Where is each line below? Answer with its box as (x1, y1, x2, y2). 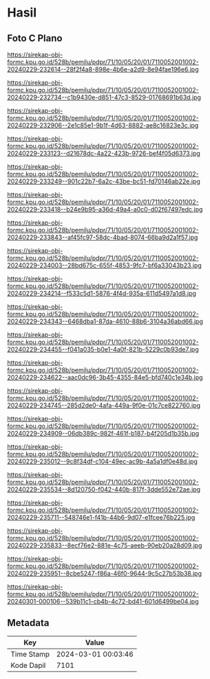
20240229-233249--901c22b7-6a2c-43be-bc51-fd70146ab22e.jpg (7, 177, 201, 185)
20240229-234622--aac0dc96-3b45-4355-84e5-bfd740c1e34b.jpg (7, 374, 203, 381)
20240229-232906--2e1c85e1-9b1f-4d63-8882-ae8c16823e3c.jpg (7, 121, 199, 129)
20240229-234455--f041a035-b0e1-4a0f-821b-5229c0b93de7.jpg (7, 345, 199, 353)
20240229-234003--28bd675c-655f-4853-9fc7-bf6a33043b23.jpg (7, 261, 202, 270)
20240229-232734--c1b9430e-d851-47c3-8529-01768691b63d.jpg (7, 93, 202, 101)
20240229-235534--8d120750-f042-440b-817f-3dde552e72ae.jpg (7, 485, 201, 494)
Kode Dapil (10, 660, 46, 670)
